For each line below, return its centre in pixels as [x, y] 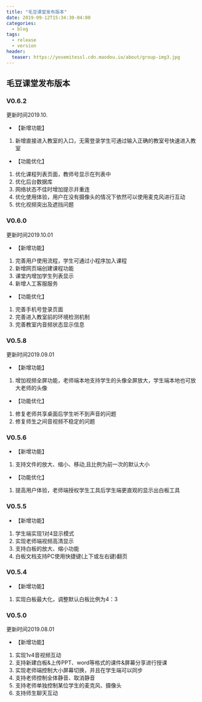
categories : [21, 23]
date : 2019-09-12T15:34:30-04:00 [49, 18]
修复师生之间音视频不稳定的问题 [55, 421]
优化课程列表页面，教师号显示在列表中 [63, 174]
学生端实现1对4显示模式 [45, 533]
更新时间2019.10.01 [30, 235]
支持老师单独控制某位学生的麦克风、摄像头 [68, 686]
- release [24, 40]
